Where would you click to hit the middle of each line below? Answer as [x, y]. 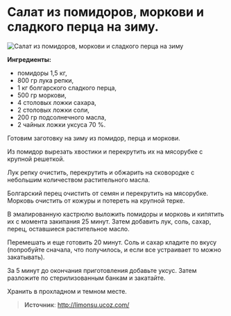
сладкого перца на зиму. [83, 27]
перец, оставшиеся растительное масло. [68, 228]
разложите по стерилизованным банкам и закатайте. [86, 278]
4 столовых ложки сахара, [57, 102]
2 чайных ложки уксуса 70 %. [61, 124]
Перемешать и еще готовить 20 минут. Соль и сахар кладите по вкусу [112, 242]
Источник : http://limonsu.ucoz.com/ [77, 305]
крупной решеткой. [36, 159]
